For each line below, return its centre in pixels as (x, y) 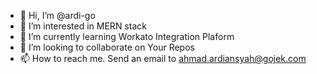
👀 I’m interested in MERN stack (83, 26)
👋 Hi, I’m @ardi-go (57, 15)
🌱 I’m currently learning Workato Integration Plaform (127, 36)
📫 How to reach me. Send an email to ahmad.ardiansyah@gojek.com (163, 58)
